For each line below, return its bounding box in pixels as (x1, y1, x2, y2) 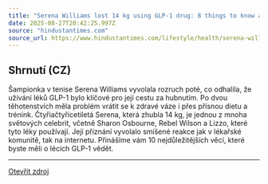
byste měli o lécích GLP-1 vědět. (8, 144, 114, 154)
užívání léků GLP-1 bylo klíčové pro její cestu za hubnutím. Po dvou (8, 93, 228, 103)
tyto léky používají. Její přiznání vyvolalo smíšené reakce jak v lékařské (8, 127, 242, 136)
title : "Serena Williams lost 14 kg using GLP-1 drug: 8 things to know (8, 11, 255, 20)
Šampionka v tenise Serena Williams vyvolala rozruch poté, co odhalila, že (8, 84, 252, 94)
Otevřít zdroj (8, 166, 49, 176)
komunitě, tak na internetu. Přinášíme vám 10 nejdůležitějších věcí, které (8, 135, 245, 145)
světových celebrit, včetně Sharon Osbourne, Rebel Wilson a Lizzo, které (8, 119, 248, 128)
